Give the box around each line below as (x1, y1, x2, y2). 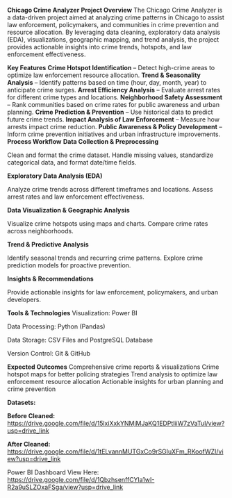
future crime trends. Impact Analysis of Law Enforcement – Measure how (7, 115, 220, 124)
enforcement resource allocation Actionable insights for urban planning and (7, 378, 224, 385)
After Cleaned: (7, 440, 51, 448)
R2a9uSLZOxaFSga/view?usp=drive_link (7, 483, 124, 491)
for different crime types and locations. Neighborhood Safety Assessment (7, 93, 223, 101)
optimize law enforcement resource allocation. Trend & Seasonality (7, 71, 201, 79)
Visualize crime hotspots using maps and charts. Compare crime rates (7, 219, 208, 228)
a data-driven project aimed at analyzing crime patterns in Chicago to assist (7, 13, 224, 22)
